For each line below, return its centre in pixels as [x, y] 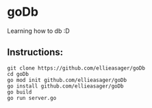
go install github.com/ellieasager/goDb [66, 86]
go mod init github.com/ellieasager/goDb [67, 80]
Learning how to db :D [38, 31]
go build [20, 92]
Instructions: [35, 52]
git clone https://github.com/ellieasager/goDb [76, 68]
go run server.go [32, 98]
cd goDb [18, 74]
